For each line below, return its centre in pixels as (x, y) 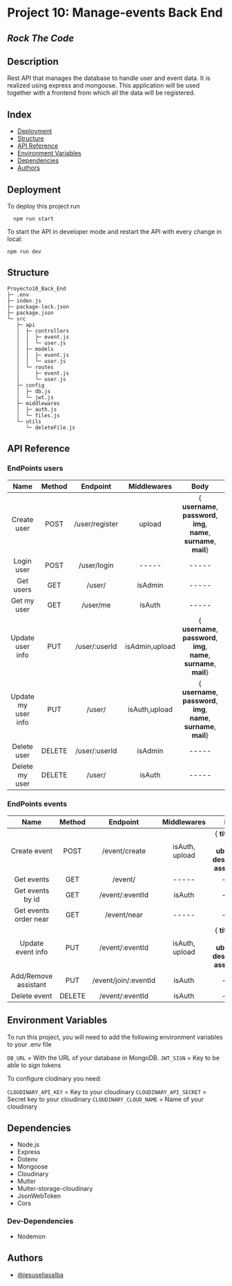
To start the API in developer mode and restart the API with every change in (115, 232)
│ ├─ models (35, 349)
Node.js (28, 1144)
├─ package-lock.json (38, 306)
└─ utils (29, 421)
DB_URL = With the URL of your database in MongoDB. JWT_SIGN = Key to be (113, 1058)
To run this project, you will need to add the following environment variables (115, 1037)
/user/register (96, 524)
